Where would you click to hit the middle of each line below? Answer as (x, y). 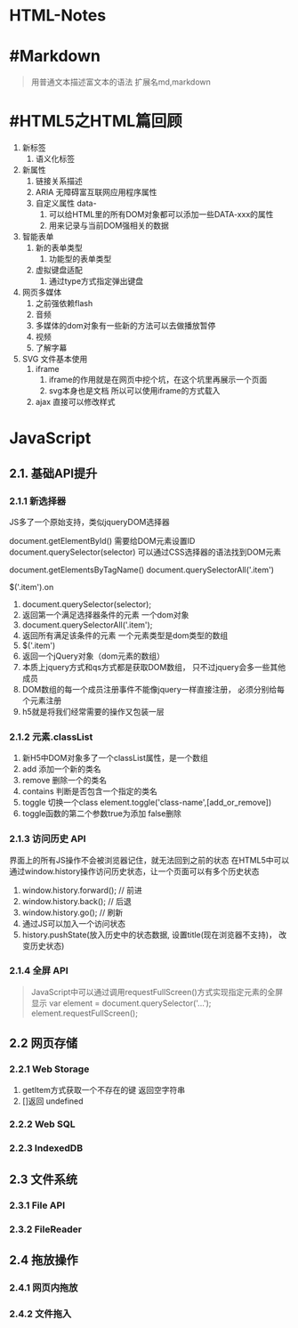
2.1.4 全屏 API (39, 971)
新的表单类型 (59, 248)
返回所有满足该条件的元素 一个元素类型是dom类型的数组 (125, 635)
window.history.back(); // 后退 (77, 901)
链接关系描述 (59, 181)
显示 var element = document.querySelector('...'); (121, 1003)
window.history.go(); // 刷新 (72, 912)
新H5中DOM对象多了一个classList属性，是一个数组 (115, 758)
